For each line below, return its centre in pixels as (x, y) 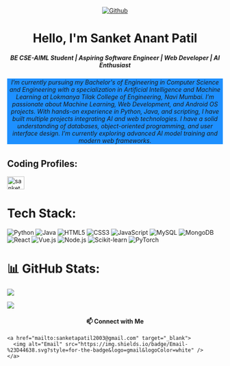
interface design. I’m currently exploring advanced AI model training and (115, 133)
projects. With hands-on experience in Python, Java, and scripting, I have (115, 112)
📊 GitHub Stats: (54, 269)
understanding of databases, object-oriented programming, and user (115, 126)
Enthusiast (115, 65)
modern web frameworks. (115, 141)
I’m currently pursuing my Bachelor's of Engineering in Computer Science (115, 82)
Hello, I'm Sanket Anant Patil (115, 38)
